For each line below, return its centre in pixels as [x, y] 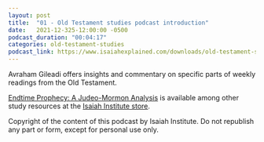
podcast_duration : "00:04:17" [58, 37]
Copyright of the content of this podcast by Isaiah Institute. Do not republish [131, 121]
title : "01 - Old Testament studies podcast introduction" [109, 23]
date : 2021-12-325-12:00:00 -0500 [68, 30]
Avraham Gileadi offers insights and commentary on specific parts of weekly [132, 74]
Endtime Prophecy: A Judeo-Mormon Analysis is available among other [124, 98]
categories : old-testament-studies [66, 45]
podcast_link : [31, 52]
